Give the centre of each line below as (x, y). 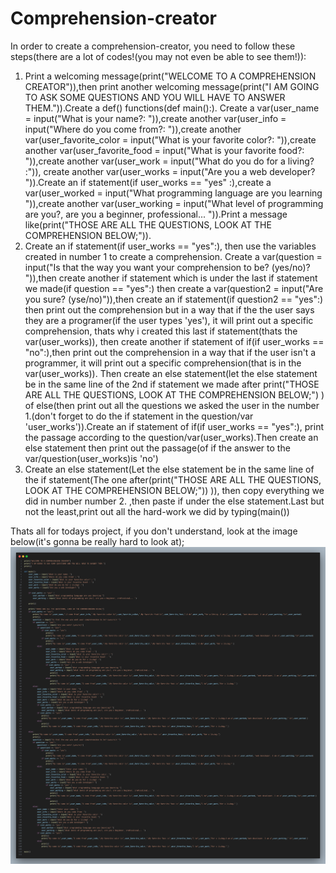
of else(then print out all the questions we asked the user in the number (172, 405)
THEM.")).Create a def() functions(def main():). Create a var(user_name (172, 108)
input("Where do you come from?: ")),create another (133, 129)
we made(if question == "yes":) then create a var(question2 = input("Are (174, 288)
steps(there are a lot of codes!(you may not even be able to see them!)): (158, 56)
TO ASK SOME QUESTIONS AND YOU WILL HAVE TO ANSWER (155, 97)
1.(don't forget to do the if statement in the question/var (139, 416)
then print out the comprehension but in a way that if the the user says (169, 309)
